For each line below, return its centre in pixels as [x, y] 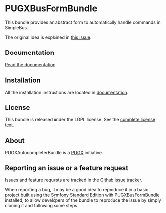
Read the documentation [30, 64]
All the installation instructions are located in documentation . [67, 92]
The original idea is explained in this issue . [48, 37]
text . [10, 125]
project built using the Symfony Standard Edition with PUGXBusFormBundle [82, 195]
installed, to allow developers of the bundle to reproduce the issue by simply [83, 200]
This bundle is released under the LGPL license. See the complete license [80, 120]
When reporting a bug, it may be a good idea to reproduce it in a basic [77, 189]
